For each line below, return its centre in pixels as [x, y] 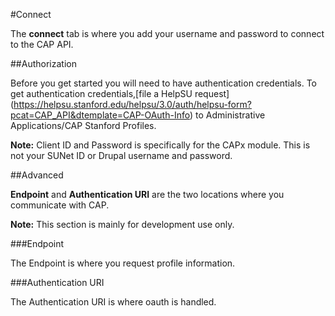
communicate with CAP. [60, 205]
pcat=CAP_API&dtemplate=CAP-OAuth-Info [100, 115]
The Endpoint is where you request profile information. [123, 263]
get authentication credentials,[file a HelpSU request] [120, 93]
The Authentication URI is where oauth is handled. [113, 302]
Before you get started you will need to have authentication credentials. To [163, 83]
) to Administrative [227, 115]
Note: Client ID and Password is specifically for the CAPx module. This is [160, 145]
